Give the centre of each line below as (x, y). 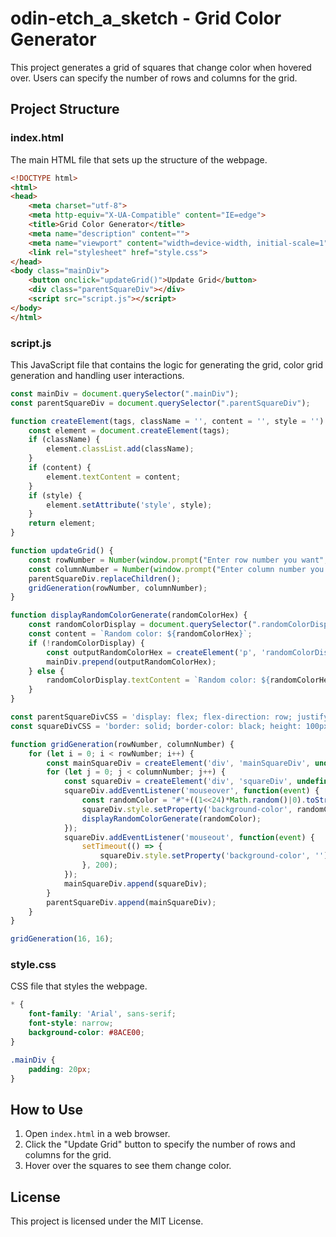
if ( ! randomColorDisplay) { (86, 643)
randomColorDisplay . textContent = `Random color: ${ (158, 680)
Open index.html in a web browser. (97, 1134)
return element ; (62, 523)
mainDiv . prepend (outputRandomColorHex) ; (131, 662)
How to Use (47, 1109)
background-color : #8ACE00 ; (86, 1033)
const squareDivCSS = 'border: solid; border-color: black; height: (156, 726)
